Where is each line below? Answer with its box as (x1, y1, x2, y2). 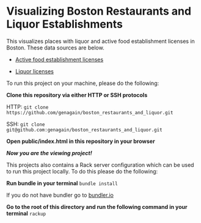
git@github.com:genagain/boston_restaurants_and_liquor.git (6, 126, 163, 133)
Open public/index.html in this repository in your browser (6, 137, 155, 145)
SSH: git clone (6, 120, 45, 128)
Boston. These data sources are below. (6, 44, 105, 51)
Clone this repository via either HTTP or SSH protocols (6, 91, 148, 98)
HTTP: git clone (6, 103, 49, 111)
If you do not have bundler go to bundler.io (6, 191, 114, 199)
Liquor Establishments (6, 17, 123, 31)
